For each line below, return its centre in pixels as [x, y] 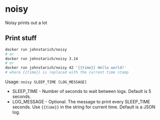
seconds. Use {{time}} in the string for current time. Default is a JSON [84, 107]
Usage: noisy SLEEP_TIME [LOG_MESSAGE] [46, 82]
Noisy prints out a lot [26, 23]
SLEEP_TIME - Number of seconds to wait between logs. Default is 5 [82, 91]
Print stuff [21, 38]
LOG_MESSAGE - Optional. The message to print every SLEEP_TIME [81, 102]
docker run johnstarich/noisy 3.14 [42, 59]
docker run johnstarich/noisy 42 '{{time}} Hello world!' [66, 68]
